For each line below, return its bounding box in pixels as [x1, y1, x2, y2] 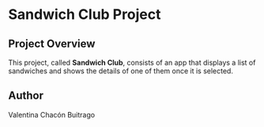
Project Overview [8, 37, 96, 50]
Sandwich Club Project [8, 6, 161, 24]
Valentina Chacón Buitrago [8, 110, 96, 119]
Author [8, 89, 43, 103]
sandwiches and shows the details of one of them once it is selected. [8, 66, 233, 76]
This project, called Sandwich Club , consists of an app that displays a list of [8, 58, 256, 67]
